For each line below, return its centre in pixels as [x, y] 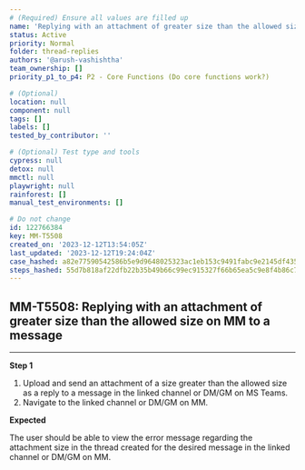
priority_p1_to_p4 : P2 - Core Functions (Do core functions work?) [140, 77]
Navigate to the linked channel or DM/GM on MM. [115, 403]
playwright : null [42, 186]
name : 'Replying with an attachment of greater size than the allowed [146, 26]
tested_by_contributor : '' [60, 136]
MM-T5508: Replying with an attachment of [136, 307]
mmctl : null [32, 177]
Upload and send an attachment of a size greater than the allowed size [155, 384]
